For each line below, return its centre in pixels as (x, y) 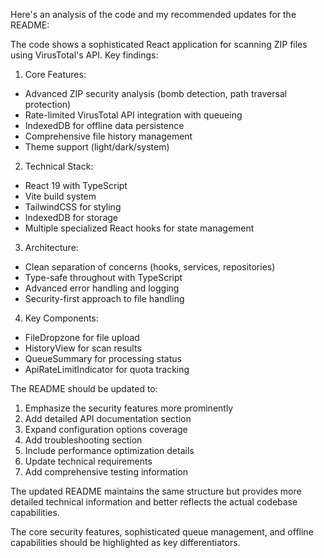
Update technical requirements (88, 461)
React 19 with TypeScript (76, 185)
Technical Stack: (59, 166)
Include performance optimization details (109, 450)
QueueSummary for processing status (103, 358)
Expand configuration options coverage (106, 429)
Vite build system (60, 196)
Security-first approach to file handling (104, 298)
